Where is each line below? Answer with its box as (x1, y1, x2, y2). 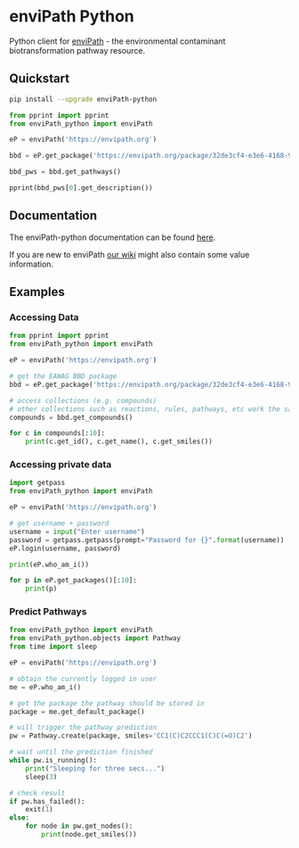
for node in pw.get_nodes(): (25, 822, 133, 831)
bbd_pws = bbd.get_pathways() (9, 168, 122, 177)
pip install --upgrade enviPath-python (9, 95, 158, 103)
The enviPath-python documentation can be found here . (9, 232, 216, 243)
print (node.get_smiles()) (41, 830, 138, 839)
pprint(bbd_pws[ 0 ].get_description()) (9, 184, 153, 193)
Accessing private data (9, 458, 112, 471)
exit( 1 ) (25, 805, 53, 814)
